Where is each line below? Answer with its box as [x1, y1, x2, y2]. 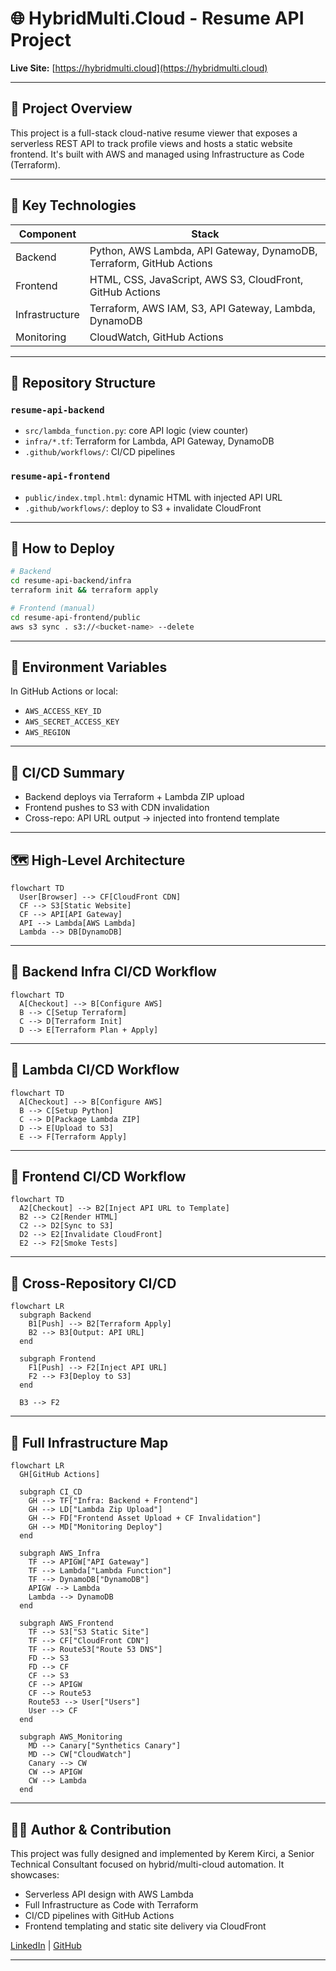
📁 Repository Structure [10, 374, 156, 391]
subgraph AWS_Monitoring [19, 1732, 123, 1742]
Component [18, 227, 77, 241]
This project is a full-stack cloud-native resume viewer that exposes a [10, 127, 298, 139]
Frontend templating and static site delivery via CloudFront [24, 1920, 267, 1932]
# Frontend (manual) [10, 603, 97, 613]
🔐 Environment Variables [10, 659, 168, 676]
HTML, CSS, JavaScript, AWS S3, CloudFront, [89, 272, 304, 286]
